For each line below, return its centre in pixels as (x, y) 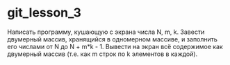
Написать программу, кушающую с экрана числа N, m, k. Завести (106, 32)
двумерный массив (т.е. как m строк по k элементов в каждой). (102, 54)
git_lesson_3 (44, 13)
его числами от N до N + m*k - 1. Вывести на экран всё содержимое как (115, 46)
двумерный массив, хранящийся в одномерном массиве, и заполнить (112, 39)
